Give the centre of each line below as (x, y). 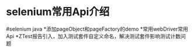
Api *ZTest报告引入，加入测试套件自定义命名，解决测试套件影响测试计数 (93, 36)
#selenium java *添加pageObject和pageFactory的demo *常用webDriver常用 (97, 29)
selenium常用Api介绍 (58, 12)
